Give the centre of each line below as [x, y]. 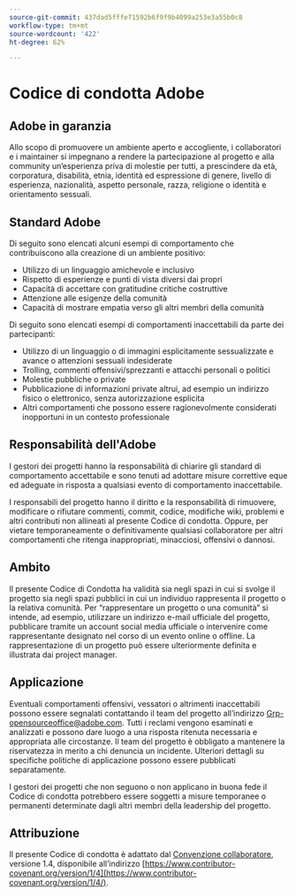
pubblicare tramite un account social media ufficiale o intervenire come [138, 626]
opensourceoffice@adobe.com [66, 723]
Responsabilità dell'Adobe [83, 444]
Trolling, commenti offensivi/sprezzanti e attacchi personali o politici [146, 370]
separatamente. [38, 770]
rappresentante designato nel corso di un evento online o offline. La [133, 636]
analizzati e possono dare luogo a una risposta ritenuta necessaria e [133, 731]
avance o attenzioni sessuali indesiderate [97, 361]
